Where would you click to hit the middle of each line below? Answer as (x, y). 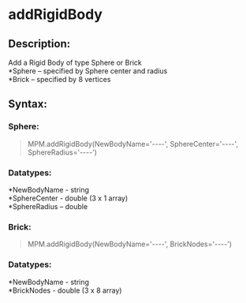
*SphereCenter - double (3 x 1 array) (68, 198)
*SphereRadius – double (48, 206)
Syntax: (28, 104)
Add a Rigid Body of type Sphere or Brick (75, 62)
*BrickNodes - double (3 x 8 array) (65, 290)
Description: (39, 44)
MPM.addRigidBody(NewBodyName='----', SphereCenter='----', (133, 144)
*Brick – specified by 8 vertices (60, 79)
